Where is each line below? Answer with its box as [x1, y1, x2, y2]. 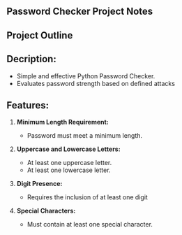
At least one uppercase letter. [26, 159, 112, 167]
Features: [6, 99, 50, 111]
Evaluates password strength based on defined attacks [16, 79, 176, 87]
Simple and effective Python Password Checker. [16, 71, 156, 80]
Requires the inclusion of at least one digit [26, 193, 148, 201]
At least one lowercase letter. [26, 166, 111, 174]
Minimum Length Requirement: [16, 118, 109, 127]
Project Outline [6, 29, 73, 41]
